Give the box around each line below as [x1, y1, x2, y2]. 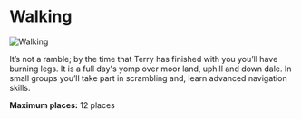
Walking [9, 6, 73, 27]
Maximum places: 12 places [9, 99, 115, 110]
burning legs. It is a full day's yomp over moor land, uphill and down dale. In [9, 63, 292, 74]
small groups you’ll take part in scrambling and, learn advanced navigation [9, 72, 287, 83]
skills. [9, 82, 31, 93]
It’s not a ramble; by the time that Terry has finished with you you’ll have [9, 53, 278, 64]
